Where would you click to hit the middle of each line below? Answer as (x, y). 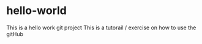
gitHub (15, 34)
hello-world (37, 11)
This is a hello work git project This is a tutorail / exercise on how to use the (101, 28)
